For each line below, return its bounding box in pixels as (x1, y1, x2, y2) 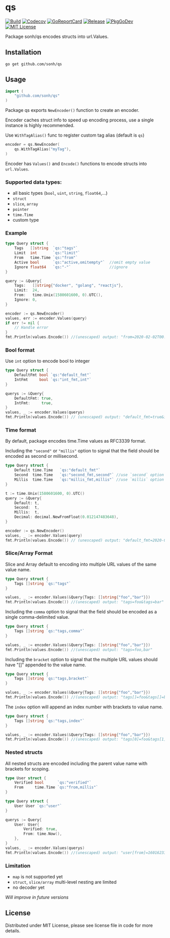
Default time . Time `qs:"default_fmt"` (14, 467, 101, 473)
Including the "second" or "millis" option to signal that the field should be (5, 448, 159, 454)
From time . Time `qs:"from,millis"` (14, 785, 99, 790)
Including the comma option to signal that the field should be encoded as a (5, 609, 157, 615)
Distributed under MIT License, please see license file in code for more (5, 922, 153, 928)
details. (5, 927, 21, 933)
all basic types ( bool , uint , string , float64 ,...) (12, 190, 108, 196)
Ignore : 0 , (14, 297, 37, 303)
